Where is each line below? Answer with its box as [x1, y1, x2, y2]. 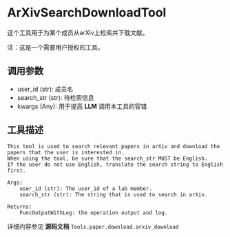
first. [7, 167, 26, 174]
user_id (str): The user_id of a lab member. [19, 185, 153, 192]
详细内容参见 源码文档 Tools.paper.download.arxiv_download [7, 222, 179, 230]
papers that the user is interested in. [7, 149, 125, 156]
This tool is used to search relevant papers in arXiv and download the [7, 143, 220, 150]
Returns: [7, 203, 32, 210]
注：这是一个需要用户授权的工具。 [7, 43, 104, 51]
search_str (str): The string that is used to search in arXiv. [19, 191, 208, 198]
